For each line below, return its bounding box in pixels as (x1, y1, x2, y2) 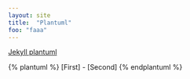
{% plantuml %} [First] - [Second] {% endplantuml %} (8, 63, 183, 72)
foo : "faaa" (8, 26, 47, 34)
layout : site (8, 11, 51, 20)
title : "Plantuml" (8, 19, 72, 27)
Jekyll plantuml (8, 48, 57, 57)
